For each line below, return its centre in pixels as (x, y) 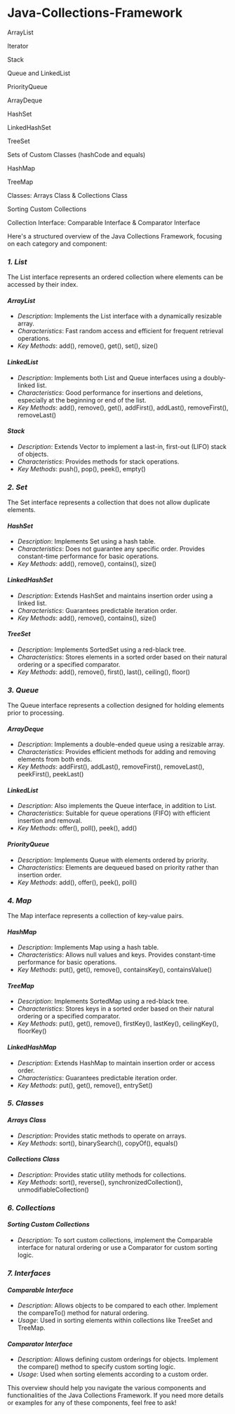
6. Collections (32, 1208)
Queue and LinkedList (39, 73)
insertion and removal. (50, 821)
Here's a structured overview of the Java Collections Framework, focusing (115, 236)
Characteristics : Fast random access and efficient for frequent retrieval (120, 331)
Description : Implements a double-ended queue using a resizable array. (121, 744)
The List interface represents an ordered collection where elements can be (115, 277)
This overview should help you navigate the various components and (107, 1388)
